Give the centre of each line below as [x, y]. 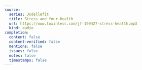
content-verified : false [35, 42]
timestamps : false [28, 60]
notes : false [22, 55]
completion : [17, 33]
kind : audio [21, 28]
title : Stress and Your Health [41, 19]
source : [13, 10]
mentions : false [26, 46]
